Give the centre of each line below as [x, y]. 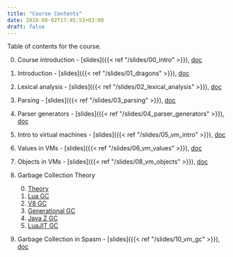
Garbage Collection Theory [56, 176]
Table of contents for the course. [54, 47]
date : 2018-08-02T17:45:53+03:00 [56, 20]
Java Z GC [43, 218]
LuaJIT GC [43, 226]
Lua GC [39, 196]
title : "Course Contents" [45, 14]
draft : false [26, 26]
